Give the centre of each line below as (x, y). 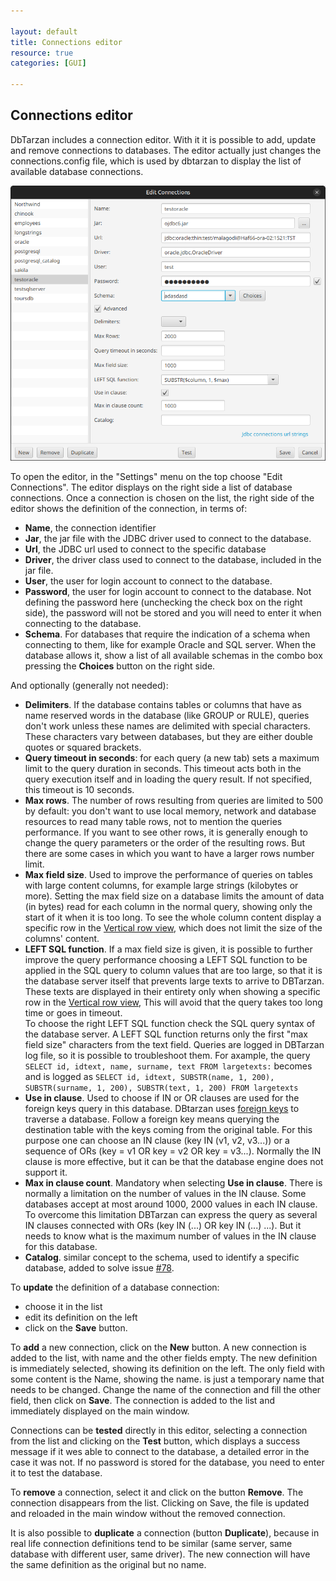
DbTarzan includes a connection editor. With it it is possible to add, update (163, 139)
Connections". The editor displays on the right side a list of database (151, 487)
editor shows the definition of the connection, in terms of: (129, 509)
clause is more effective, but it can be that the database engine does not (174, 1162)
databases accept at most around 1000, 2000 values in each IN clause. (171, 1204)
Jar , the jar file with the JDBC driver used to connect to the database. (168, 539)
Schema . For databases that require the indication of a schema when (167, 634)
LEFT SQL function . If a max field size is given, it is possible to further (168, 949)
